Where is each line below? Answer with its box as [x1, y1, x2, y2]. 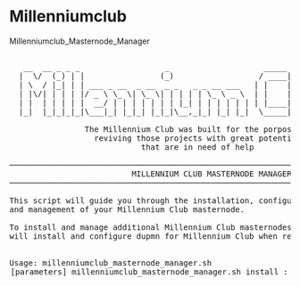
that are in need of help [141, 142, 254, 152]
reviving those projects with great [93, 133, 254, 143]
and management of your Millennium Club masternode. [9, 204, 246, 215]
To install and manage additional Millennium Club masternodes [9, 222, 292, 233]
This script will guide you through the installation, [9, 195, 254, 206]
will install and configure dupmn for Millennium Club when [9, 231, 279, 241]
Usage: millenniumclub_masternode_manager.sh [9, 257, 212, 268]
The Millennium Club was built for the [84, 124, 259, 135]
